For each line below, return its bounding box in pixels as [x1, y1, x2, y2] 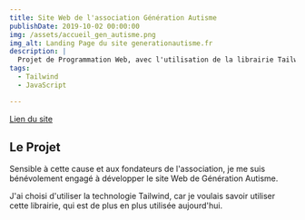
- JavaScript [17, 81, 67, 90]
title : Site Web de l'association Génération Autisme [9, 13, 218, 23]
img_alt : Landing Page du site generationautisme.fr [9, 38, 213, 48]
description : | [9, 47, 67, 56]
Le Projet [9, 139, 61, 155]
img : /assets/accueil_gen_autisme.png [9, 30, 156, 39]
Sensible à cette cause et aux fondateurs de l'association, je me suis [9, 164, 266, 175]
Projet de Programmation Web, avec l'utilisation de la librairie [17, 55, 274, 64]
